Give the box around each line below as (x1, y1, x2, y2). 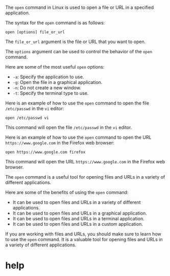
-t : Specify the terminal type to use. (12, 90, 89, 96)
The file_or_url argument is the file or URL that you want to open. (5, 38, 146, 45)
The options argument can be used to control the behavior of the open (5, 49, 153, 54)
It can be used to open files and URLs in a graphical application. (12, 210, 147, 216)
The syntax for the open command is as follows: (5, 20, 105, 26)
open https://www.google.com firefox (5, 150, 86, 155)
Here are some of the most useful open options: (5, 64, 105, 70)
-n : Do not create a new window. (12, 84, 82, 91)
